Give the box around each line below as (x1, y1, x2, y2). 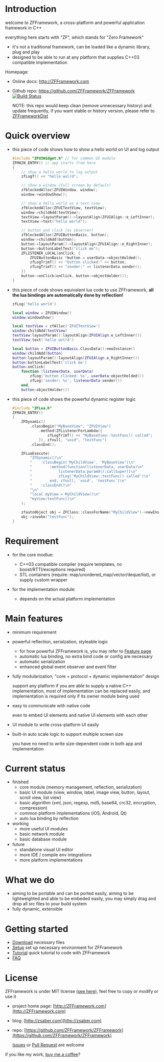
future (12, 842, 25, 847)
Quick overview (5, 130, 70, 142)
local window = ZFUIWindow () (12, 310, 72, 315)
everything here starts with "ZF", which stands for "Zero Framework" (5, 34, 144, 40)
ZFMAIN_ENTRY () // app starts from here (12, 160, 96, 165)
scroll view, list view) (19, 795, 62, 800)
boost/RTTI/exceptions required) (19, 566, 86, 572)
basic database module (19, 836, 67, 842)
